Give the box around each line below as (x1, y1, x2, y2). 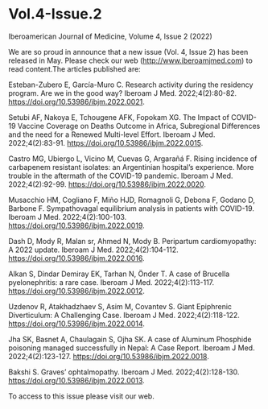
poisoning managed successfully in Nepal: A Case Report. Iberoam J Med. (8, 343, 255, 353)
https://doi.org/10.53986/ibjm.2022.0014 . (8, 319, 145, 328)
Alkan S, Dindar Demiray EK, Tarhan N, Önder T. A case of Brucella (8, 269, 230, 279)
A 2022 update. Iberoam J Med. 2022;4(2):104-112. (8, 245, 179, 254)
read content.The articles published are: (8, 64, 141, 73)
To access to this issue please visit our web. (8, 391, 155, 401)
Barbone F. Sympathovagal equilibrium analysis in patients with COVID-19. (8, 203, 255, 213)
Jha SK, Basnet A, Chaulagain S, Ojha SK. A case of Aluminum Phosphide (8, 334, 252, 344)
